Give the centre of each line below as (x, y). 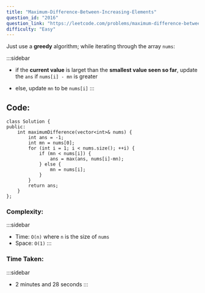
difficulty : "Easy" (31, 29)
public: (16, 127)
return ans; (44, 186)
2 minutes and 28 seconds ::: (52, 284)
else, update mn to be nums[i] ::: (55, 89)
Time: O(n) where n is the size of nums (62, 237)
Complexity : (25, 211)
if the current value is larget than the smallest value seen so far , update (106, 70)
